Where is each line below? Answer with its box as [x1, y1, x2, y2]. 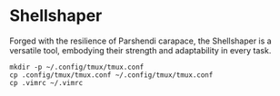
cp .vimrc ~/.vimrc [9, 78, 84, 87]
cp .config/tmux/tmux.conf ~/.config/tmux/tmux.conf [9, 70, 214, 80]
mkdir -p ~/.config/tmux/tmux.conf [9, 62, 145, 72]
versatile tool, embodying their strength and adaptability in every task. [9, 44, 272, 55]
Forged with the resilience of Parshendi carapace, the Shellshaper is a [9, 35, 272, 46]
